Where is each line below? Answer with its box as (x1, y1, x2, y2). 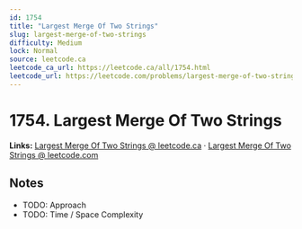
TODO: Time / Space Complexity (22, 208, 144, 220)
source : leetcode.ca (9, 55, 87, 64)
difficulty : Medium (9, 38, 83, 48)
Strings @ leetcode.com (9, 149, 99, 160)
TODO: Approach (22, 199, 87, 210)
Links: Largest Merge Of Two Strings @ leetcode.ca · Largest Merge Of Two (9, 140, 292, 151)
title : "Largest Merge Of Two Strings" (9, 22, 159, 31)
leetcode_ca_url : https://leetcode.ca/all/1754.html (9, 64, 211, 73)
